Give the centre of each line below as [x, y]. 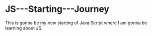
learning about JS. [24, 28]
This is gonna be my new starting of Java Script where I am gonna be [76, 23]
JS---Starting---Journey [57, 9]
